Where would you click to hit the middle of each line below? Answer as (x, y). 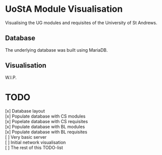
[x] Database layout (25, 111)
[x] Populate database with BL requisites (46, 132)
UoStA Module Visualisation (64, 9)
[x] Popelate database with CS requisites (46, 121)
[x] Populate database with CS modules (45, 116)
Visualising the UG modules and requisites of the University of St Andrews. (81, 23)
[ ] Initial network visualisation (36, 142)
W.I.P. (11, 77)
